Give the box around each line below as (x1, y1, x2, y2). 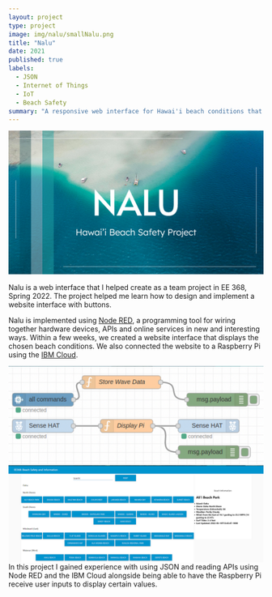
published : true (8, 56, 63, 64)
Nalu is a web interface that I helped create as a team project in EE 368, (8, 282, 247, 292)
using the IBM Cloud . (8, 349, 79, 360)
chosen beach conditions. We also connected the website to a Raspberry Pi (8, 341, 261, 351)
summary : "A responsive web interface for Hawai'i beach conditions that (8, 107, 263, 115)
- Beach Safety (15, 98, 67, 107)
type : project (8, 21, 57, 30)
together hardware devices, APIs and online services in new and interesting (8, 324, 261, 334)
